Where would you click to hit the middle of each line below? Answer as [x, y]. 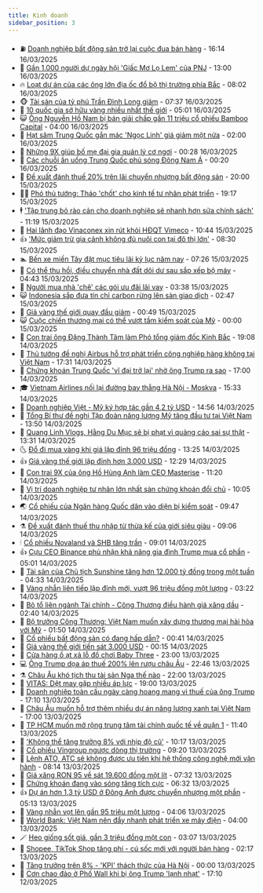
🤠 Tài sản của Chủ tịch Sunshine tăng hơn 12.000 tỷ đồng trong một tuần [137, 571]
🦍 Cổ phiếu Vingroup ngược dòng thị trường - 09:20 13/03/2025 [123, 749]
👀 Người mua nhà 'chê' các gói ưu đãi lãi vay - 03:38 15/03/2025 [124, 286]
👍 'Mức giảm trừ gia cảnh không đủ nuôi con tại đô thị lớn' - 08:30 [128, 239]
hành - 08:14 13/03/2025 [60, 767]
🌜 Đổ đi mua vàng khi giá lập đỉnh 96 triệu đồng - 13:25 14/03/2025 [130, 449]
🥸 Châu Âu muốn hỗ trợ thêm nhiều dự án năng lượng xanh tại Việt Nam [135, 708]
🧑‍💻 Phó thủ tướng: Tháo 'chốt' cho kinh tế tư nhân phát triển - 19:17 [128, 193]
